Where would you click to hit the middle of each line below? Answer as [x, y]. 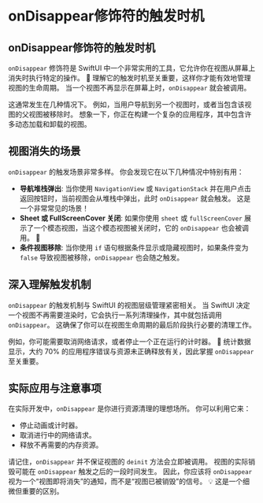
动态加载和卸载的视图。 [53, 124]
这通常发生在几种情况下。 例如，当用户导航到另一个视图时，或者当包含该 [126, 104]
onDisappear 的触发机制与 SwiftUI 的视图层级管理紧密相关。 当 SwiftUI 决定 [129, 305]
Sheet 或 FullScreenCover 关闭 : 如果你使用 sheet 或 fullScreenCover [131, 218]
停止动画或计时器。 [51, 425]
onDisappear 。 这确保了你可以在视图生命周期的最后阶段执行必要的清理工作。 [132, 324]
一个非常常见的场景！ [54, 208]
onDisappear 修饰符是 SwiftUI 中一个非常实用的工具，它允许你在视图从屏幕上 [132, 68]
